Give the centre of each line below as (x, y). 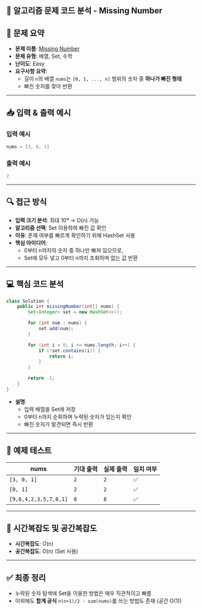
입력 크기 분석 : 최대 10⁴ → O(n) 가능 (57, 220)
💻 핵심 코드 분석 (35, 284)
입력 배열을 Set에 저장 (50, 409)
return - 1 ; (41, 378)
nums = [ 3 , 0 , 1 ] (28, 147)
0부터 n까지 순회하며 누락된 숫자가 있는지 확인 (78, 416)
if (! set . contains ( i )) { (69, 350)
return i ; (61, 356)
